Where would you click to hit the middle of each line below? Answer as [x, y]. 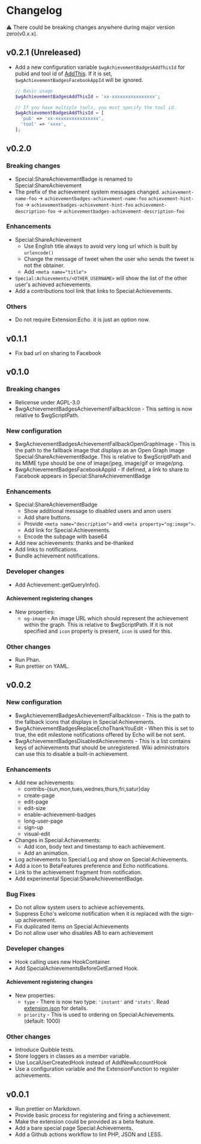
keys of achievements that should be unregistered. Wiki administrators [102, 747]
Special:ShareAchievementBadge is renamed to [74, 179]
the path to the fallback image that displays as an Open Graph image [100, 450]
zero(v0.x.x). [22, 33]
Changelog [34, 11]
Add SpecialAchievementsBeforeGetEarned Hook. [77, 968]
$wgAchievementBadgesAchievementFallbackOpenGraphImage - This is [105, 444]
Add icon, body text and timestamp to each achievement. [94, 847]
